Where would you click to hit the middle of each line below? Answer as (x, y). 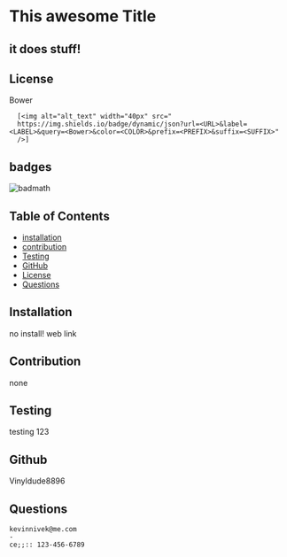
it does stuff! (45, 49)
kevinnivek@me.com (43, 530)
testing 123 (29, 432)
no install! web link (43, 333)
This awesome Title (83, 16)
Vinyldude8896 (37, 481)
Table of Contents (60, 216)
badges (31, 167)
